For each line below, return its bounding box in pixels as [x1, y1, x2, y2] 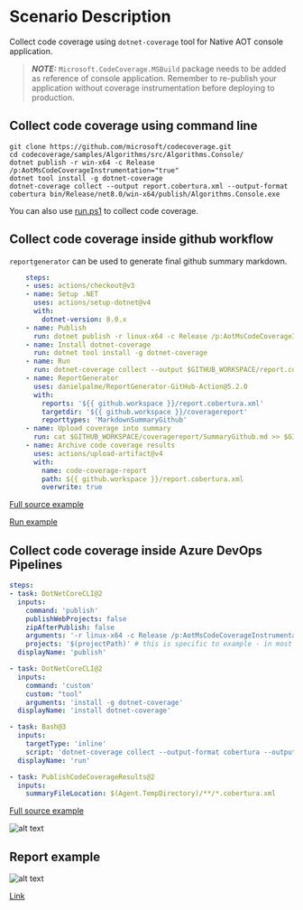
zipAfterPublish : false [25, 623, 115, 632]
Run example [9, 516, 59, 527]
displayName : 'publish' [17, 648, 106, 657]
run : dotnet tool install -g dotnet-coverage [32, 348, 207, 357]
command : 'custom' [25, 681, 95, 690]
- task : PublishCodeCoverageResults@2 [9, 772, 155, 782]
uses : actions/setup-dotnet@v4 [32, 298, 151, 308]
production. [31, 92, 75, 103]
